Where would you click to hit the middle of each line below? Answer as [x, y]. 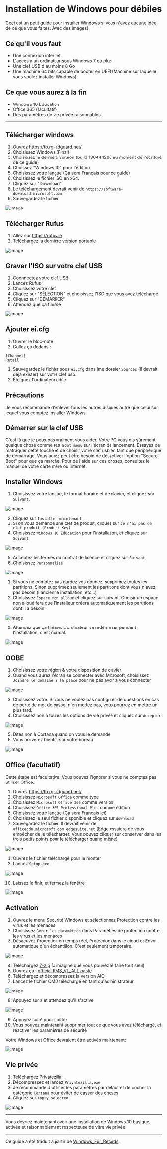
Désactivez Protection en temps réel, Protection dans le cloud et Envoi [84, 941]
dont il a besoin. [29, 608]
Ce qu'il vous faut [33, 44]
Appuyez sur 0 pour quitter [40, 1019]
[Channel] [16, 356]
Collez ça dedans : [32, 346]
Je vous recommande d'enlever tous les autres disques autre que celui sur [82, 407]
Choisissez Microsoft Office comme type [56, 797]
